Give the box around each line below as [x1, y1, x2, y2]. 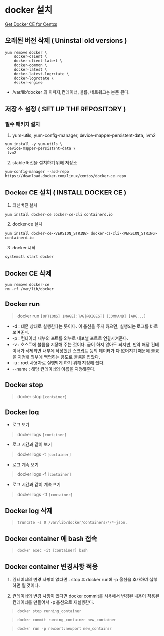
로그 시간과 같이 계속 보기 [12, 481, 61, 487]
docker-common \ [14, 62, 48, 68]
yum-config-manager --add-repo [5, 169, 69, 174]
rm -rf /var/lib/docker [5, 287, 54, 292]
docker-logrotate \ [14, 76, 54, 81]
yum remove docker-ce [5, 282, 50, 287]
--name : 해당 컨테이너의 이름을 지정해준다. [12, 366, 96, 372]
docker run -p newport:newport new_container [17, 626, 112, 631]
